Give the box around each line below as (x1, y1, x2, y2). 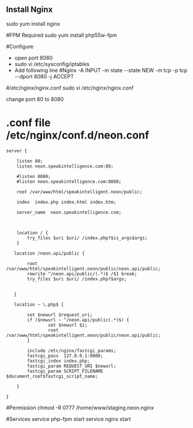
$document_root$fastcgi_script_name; (6, 373, 98, 379)
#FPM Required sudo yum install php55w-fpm (6, 32, 117, 39)
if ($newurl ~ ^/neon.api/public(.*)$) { (27, 317, 130, 323)
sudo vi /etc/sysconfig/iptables (14, 60, 89, 67)
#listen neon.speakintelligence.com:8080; (16, 179, 122, 184)
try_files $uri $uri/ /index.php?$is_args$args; (27, 235, 148, 241)
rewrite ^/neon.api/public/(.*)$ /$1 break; (27, 271, 137, 277)
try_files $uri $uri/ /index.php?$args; (27, 276, 127, 282)
